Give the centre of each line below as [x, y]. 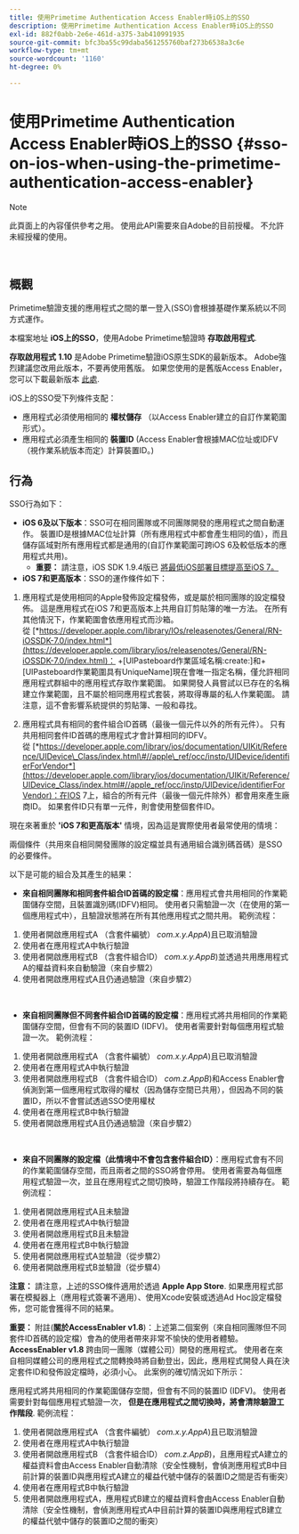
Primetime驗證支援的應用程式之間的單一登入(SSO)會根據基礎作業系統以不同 [148, 307]
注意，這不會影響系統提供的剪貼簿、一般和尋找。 [112, 705]
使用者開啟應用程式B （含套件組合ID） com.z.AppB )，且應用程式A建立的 [154, 1454]
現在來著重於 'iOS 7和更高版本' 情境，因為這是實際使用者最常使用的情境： [145, 825]
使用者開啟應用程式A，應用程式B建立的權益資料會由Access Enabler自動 [154, 1499]
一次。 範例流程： [62, 1037]
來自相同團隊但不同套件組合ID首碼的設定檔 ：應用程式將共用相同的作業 [151, 1015]
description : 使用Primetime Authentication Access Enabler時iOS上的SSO [141, 26]
